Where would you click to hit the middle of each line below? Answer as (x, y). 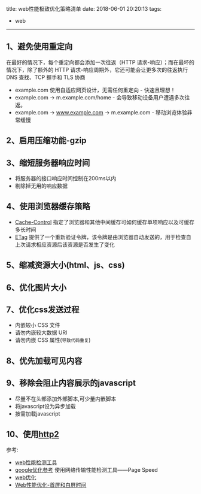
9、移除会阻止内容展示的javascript (71, 383)
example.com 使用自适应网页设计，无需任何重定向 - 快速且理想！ (95, 90)
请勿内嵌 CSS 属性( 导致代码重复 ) (53, 340)
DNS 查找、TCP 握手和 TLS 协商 (46, 77)
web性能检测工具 (36, 462)
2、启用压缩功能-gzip (46, 140)
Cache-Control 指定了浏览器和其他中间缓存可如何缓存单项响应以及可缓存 (104, 222)
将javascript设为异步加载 (45, 406)
